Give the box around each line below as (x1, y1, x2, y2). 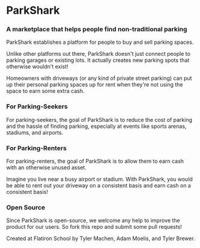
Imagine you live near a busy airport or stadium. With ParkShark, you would (6, 175, 193, 183)
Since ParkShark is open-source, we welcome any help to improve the (6, 217, 180, 224)
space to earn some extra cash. (6, 88, 85, 95)
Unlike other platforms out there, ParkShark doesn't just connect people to (6, 50, 191, 58)
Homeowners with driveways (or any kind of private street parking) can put (6, 74, 192, 82)
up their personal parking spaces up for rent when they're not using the (6, 81, 183, 88)
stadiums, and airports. (6, 129, 64, 136)
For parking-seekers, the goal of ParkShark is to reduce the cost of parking (6, 116, 193, 123)
